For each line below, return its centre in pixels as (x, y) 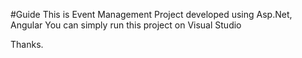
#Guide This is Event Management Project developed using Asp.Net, (151, 14)
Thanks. (27, 44)
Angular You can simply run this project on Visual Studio (126, 25)
